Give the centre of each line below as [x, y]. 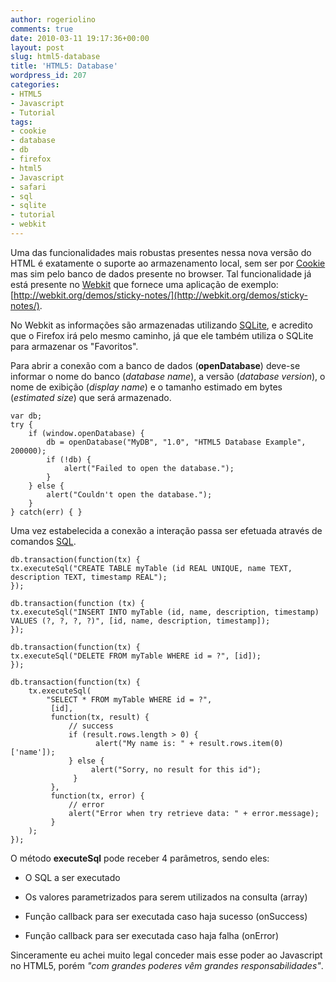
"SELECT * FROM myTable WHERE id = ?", [129, 699]
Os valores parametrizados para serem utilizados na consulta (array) [166, 897]
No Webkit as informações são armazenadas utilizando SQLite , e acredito [161, 325]
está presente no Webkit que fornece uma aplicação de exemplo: [144, 284]
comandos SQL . [43, 541]
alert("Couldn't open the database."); [129, 494]
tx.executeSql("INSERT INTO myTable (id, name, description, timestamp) [165, 612]
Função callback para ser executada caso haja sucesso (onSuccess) [166, 916]
